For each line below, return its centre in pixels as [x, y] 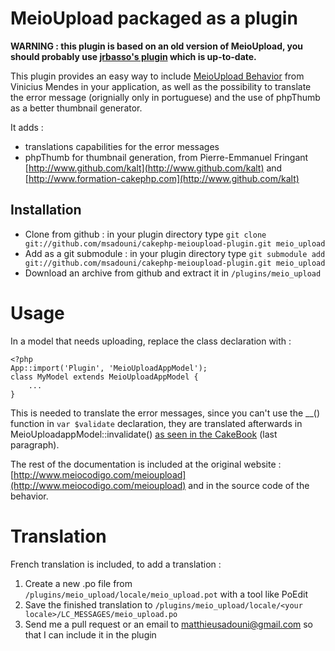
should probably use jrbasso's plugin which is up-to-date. [133, 56]
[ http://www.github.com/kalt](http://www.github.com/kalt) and [153, 168]
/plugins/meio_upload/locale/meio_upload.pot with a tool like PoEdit [166, 594]
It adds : [27, 127]
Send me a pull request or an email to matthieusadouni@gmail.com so [169, 624]
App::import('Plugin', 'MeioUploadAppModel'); [109, 368]
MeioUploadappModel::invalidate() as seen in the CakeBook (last [144, 434]
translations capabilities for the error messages [122, 146]
